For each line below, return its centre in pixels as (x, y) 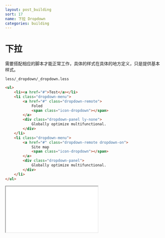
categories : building (27, 23)
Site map (40, 147)
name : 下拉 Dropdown (25, 19)
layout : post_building (28, 10)
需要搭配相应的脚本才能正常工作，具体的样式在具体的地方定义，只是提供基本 (82, 64)
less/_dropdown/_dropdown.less (37, 79)
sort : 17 (14, 14)
